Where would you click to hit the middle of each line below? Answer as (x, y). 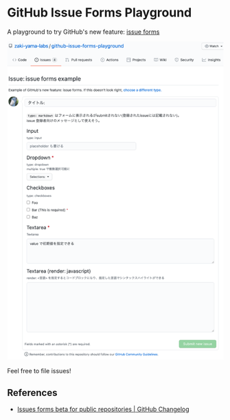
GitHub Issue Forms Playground (100, 13)
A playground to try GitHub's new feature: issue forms (83, 32)
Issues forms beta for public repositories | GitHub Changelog (103, 409)
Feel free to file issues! (39, 371)
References (32, 393)
